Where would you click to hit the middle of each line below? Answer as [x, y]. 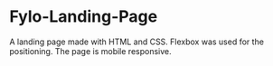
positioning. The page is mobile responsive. [90, 51]
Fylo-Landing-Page [84, 17]
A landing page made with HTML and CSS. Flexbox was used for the [137, 42]
